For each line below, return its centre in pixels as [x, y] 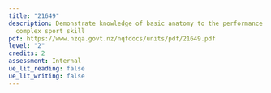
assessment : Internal [45, 61]
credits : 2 [27, 53]
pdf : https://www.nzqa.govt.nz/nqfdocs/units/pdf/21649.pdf [112, 38]
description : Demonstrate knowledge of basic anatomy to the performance [136, 23]
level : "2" [27, 46]
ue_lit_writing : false [47, 76]
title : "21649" [34, 16]
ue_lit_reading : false [47, 69]
